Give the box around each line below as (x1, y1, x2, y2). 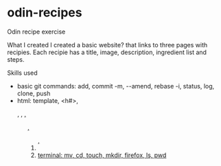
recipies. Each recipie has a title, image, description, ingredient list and (7, 48, 207, 56)
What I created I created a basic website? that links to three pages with (7, 40, 208, 49)
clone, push (16, 89, 51, 97)
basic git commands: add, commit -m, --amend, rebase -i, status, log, (16, 82, 215, 90)
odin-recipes (7, 5, 82, 21)
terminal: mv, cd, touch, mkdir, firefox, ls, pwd (37, 151, 167, 159)
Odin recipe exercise (7, 27, 66, 36)
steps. (7, 55, 25, 63)
